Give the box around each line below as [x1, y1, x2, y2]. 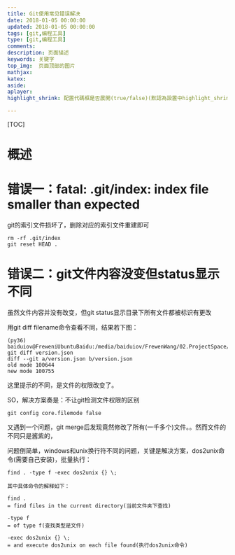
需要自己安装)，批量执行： [15, 456, 92, 464]
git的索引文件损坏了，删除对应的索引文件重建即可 [7, 221, 150, 230]
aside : [7, 82, 27, 89]
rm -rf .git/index [7, 235, 61, 242]
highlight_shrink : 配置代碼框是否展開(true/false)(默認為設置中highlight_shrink [7, 95, 233, 102]
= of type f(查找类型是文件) [7, 522, 85, 529]
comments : [7, 43, 36, 50]
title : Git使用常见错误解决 [7, 10, 80, 17]
